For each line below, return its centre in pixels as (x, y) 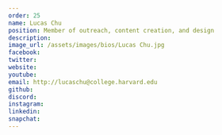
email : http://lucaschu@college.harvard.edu (83, 82)
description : (30, 38)
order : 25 (25, 15)
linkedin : (25, 112)
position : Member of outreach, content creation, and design (111, 30)
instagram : (26, 104)
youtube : (23, 75)
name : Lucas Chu (35, 23)
